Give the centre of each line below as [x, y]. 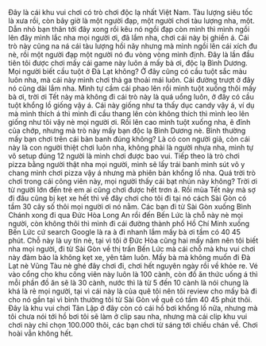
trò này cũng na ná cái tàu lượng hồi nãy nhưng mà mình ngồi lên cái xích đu [133, 46]
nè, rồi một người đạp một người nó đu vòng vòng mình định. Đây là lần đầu [131, 54]
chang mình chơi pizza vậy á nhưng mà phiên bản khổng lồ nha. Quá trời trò [132, 173]
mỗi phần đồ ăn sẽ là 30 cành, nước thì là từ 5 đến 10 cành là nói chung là [128, 283]
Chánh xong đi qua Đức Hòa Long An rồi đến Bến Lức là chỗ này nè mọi [126, 215]
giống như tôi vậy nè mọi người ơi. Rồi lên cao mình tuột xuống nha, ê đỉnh [129, 122]
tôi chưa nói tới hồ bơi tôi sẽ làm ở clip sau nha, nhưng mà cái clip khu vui [128, 317]
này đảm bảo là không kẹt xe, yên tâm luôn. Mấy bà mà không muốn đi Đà [129, 257]
